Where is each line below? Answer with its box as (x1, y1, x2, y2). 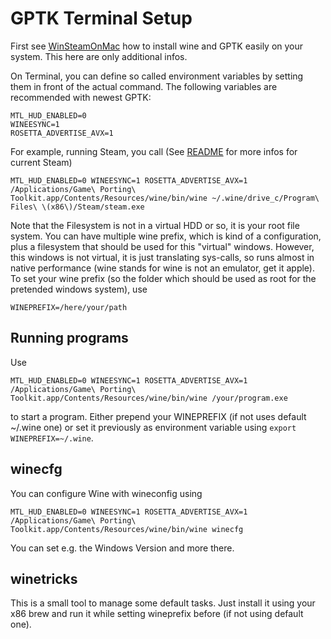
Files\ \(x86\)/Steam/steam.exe (10, 202, 145, 212)
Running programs (10, 330, 129, 347)
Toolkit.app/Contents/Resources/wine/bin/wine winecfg (10, 524, 244, 534)
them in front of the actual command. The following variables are (10, 80, 278, 92)
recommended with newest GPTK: (10, 91, 152, 103)
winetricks (10, 570, 78, 587)
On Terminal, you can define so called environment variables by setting (10, 70, 304, 82)
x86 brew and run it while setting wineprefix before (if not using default (10, 608, 304, 620)
